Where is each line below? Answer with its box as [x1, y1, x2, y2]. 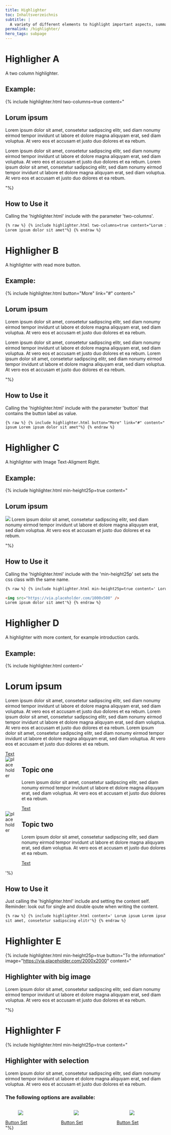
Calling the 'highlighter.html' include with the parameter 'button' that [5, 405, 149, 411]
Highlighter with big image [5, 972, 91, 981]
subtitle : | [5, 17, 31, 22]
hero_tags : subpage [5, 31, 47, 36]
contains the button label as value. [5, 410, 77, 416]
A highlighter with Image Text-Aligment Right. [5, 459, 100, 465]
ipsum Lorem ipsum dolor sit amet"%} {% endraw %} [5, 425, 115, 430]
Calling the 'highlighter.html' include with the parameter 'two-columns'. [5, 213, 154, 219]
